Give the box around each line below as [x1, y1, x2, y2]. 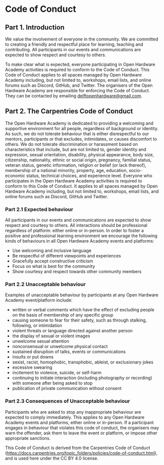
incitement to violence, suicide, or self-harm [12, 370, 102, 376]
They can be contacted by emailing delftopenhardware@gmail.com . [5, 93, 142, 99]
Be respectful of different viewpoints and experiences [12, 253, 121, 259]
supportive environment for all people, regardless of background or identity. [5, 125, 159, 131]
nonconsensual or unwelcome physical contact [12, 344, 108, 350]
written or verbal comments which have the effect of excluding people [12, 307, 155, 313]
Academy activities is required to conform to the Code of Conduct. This [5, 67, 150, 72]
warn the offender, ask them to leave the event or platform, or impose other [5, 430, 158, 436]
